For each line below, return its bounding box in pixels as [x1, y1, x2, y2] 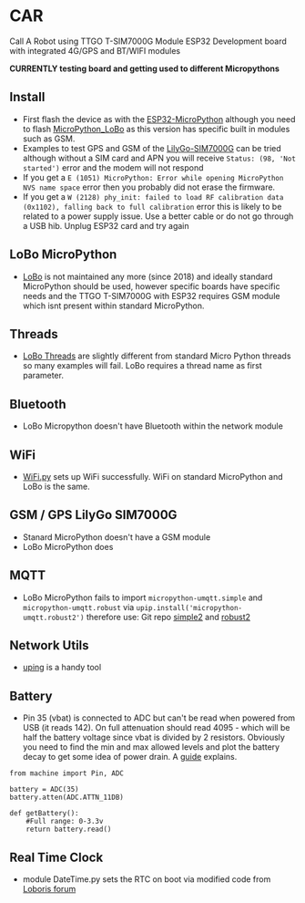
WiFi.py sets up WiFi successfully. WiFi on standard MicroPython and [22, 472, 283, 482]
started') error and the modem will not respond [22, 161, 204, 173]
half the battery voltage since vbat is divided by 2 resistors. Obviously [22, 732, 285, 743]
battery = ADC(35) [9, 785, 79, 794]
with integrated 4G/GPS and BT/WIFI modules [9, 45, 180, 56]
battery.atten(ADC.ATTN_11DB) [9, 793, 125, 803]
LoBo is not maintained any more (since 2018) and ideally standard [22, 271, 273, 282]
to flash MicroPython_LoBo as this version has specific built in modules [22, 123, 290, 134]
